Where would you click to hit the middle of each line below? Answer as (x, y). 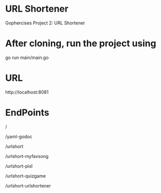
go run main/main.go (27, 57)
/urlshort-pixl (19, 166)
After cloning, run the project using (81, 43)
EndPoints (27, 113)
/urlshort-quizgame (26, 176)
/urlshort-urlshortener (28, 185)
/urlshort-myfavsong (27, 156)
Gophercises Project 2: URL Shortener (45, 23)
